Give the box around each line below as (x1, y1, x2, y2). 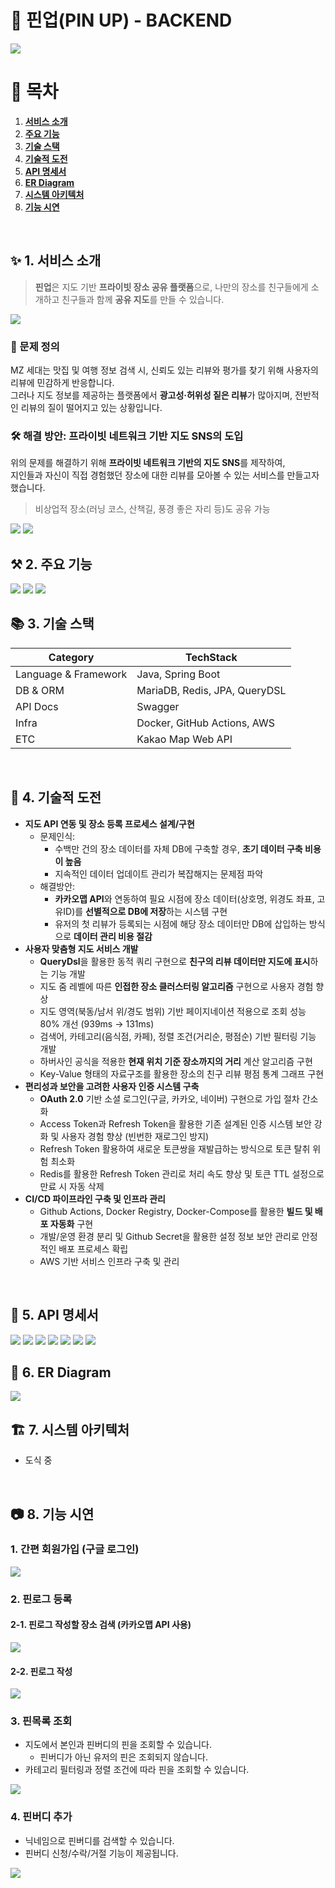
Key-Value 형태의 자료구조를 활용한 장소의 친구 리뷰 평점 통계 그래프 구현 (39, 1067, 325, 1080)
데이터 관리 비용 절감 (73, 930, 153, 942)
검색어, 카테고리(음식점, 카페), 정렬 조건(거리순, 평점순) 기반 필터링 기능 (39, 1030, 317, 1042)
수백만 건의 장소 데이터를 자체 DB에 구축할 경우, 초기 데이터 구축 (54, 842, 303, 855)
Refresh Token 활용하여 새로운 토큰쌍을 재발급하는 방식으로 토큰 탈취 (39, 1142, 311, 1155)
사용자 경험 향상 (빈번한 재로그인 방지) (61, 1130, 210, 1142)
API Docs (15, 699, 59, 713)
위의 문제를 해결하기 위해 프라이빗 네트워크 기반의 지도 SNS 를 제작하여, (10, 457, 286, 469)
